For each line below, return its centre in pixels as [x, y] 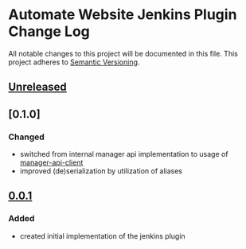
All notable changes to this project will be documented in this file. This [123, 53]
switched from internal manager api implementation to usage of [124, 154]
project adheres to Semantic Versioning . [74, 62]
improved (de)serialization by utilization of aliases [101, 171]
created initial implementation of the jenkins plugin [102, 235]
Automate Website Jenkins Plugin [123, 15]
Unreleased [38, 87]
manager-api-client [51, 163]
